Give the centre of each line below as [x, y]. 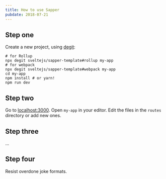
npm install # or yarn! [30, 78]
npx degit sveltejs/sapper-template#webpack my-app [60, 69]
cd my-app [16, 74]
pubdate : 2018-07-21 [27, 15]
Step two [20, 98]
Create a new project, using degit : [40, 47]
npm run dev [18, 83]
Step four [20, 159]
